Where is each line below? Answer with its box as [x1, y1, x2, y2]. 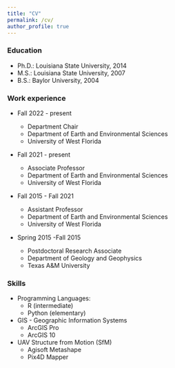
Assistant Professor [27, 205, 83, 213]
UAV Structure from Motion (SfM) [17, 338, 112, 347]
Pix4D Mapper [27, 353, 69, 361]
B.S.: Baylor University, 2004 [17, 76, 99, 84]
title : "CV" [7, 10, 41, 17]
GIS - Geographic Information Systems [17, 316, 127, 325]
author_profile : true [7, 23, 70, 30]
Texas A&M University [27, 261, 91, 269]
